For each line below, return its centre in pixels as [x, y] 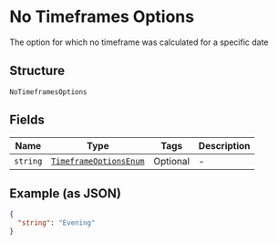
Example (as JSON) [65, 193]
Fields [27, 120]
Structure [37, 71]
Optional [171, 161]
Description [224, 145]
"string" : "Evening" [57, 223]
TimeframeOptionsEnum [98, 161]
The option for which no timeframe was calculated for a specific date [139, 42]
